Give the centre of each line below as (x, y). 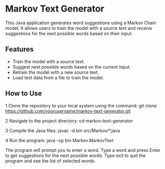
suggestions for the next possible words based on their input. (69, 33)
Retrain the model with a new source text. (56, 72)
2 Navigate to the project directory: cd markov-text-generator (69, 121)
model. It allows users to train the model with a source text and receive (79, 28)
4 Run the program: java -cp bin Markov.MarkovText (60, 140)
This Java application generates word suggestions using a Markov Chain (81, 23)
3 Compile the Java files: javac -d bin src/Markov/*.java (63, 130)
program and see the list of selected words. (50, 161)
